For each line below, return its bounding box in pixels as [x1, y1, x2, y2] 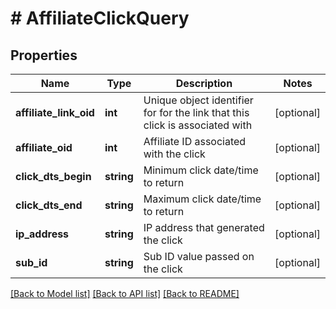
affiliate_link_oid [15, 106, 95, 119]
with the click [143, 147, 206, 161]
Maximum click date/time [143, 192, 262, 206]
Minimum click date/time [143, 163, 259, 177]
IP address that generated [143, 221, 265, 234]
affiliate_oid [15, 141, 73, 154]
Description [175, 77, 233, 90]
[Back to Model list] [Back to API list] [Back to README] [10, 288, 240, 299]
